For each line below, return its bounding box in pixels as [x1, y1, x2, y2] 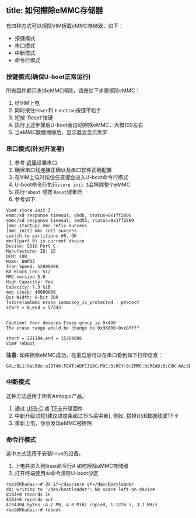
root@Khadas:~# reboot [6, 507, 61, 513]
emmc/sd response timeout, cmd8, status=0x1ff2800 [6, 212, 132, 218]
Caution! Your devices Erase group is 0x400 [6, 320, 116, 326]
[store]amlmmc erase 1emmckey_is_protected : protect [6, 300, 140, 306]
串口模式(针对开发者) [6, 145, 65, 153]
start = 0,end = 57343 [6, 305, 61, 311]
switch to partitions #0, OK [6, 233, 77, 239]
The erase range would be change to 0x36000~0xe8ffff [6, 325, 140, 331]
